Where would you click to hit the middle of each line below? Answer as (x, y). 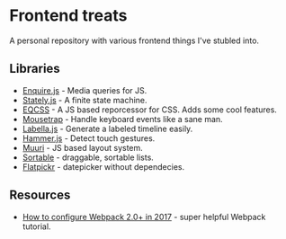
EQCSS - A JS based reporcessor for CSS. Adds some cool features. (149, 110)
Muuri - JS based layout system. (83, 147)
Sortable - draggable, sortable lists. (88, 157)
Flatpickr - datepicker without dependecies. (103, 166)
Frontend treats (68, 16)
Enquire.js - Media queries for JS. (85, 90)
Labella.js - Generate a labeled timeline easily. (107, 128)
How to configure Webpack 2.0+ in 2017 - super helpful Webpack (144, 217)
